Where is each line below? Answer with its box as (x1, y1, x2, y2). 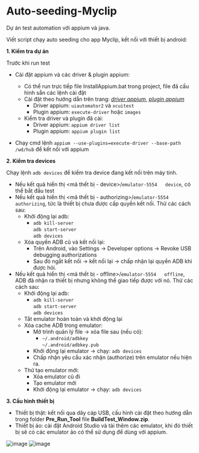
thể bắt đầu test (14, 187, 55, 194)
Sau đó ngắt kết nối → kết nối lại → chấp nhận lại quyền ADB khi (33, 258, 192, 265)
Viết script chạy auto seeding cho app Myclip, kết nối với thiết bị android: (6, 36, 188, 43)
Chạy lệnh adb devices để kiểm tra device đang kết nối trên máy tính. (6, 169, 178, 176)
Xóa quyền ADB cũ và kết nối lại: (24, 238, 106, 246)
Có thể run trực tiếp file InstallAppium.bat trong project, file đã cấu (24, 83, 189, 90)
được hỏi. (33, 264, 57, 271)
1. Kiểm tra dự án (6, 47, 49, 55)
